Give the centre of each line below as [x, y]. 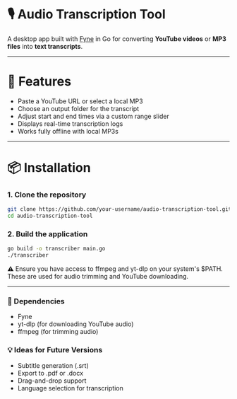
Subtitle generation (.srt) [53, 365]
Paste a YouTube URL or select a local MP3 [80, 101]
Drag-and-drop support [52, 381]
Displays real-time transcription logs [70, 123]
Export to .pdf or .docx [50, 373]
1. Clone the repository [47, 195]
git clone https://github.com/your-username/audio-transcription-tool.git [120, 209]
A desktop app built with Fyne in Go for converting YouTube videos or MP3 [117, 39]
